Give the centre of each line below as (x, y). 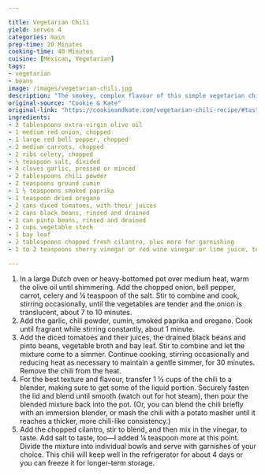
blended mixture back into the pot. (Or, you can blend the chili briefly (131, 404)
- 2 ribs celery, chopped (50, 154)
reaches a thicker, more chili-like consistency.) (95, 421)
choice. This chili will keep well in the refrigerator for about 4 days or (131, 455)
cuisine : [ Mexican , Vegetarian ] (61, 59)
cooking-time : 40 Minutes (50, 52)
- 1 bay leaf (30, 235)
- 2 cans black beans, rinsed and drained (79, 213)
